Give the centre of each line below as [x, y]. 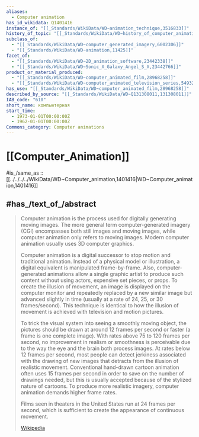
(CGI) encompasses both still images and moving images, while [98, 231]
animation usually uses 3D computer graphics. [77, 243]
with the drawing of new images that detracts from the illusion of [99, 361]
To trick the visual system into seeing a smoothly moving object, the [103, 323]
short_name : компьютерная [38, 105]
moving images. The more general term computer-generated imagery [105, 224]
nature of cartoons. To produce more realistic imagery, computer [100, 386]
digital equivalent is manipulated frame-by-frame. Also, [88, 268]
